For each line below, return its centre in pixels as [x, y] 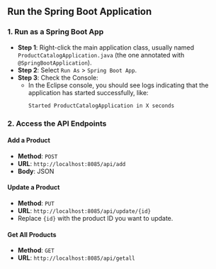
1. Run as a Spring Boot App [56, 32]
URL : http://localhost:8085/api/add [72, 163]
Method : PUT [36, 203]
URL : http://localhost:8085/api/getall [76, 258]
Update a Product [34, 187]
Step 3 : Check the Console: [58, 77]
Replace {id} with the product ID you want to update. [95, 219]
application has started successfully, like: [88, 92]
